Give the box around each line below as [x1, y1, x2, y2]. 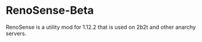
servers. [6, 29, 27, 37]
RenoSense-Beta [6, 4, 95, 17]
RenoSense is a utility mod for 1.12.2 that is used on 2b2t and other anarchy [6, 23, 196, 31]
